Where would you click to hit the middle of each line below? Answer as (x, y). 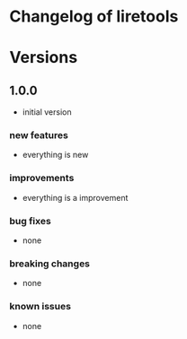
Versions (44, 58)
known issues (40, 307)
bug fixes (30, 221)
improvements (42, 178)
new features (39, 135)
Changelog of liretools (94, 17)
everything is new (55, 155)
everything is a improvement (75, 197)
